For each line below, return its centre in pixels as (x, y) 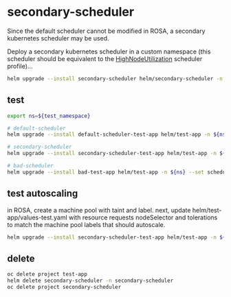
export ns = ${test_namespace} (49, 116)
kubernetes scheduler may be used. (58, 38)
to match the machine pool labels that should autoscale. (86, 224)
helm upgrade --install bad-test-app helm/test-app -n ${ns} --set (106, 172)
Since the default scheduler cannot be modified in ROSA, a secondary (106, 31)
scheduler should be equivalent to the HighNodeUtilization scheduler (105, 58)
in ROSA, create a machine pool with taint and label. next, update (99, 210)
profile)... (20, 66)
